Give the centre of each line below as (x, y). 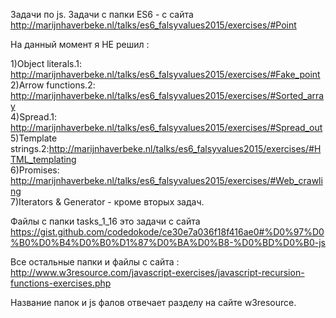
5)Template (34, 138)
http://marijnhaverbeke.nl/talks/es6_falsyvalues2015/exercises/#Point (153, 25)
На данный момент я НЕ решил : (80, 44)
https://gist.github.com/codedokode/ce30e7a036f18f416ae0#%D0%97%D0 (167, 232)
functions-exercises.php (61, 283)
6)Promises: (35, 170)
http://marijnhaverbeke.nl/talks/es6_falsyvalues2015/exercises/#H (185, 148)
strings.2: (30, 148)
